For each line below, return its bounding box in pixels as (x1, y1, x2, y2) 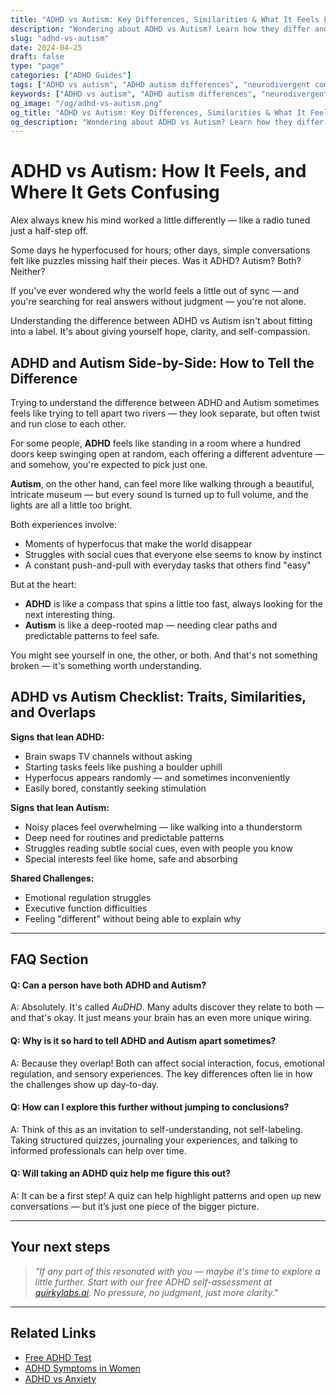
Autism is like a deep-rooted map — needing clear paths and (24, 619, 278, 631)
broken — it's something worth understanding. (10, 660, 202, 671)
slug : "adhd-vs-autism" (10, 33, 110, 43)
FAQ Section (10, 951, 89, 968)
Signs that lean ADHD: (10, 731, 105, 743)
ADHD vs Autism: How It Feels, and (10, 160, 307, 183)
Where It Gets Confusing (10, 181, 220, 204)
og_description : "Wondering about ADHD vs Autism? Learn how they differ (10, 117, 325, 127)
